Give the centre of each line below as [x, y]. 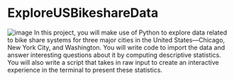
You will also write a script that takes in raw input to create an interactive [113, 62]
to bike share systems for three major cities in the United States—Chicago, [116, 39]
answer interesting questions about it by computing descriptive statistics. [114, 55]
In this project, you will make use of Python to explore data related [131, 32]
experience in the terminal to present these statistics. [85, 70]
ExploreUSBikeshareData [83, 13]
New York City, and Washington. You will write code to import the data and [116, 47]
